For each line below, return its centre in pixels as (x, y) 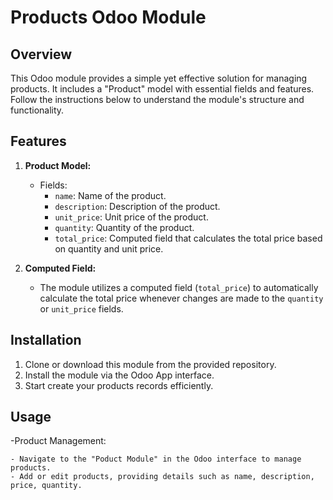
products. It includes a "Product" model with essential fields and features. (162, 89)
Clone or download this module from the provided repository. (150, 364)
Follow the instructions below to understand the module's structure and (157, 99)
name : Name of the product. (110, 195)
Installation (46, 340)
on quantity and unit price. (109, 248)
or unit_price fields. (81, 308)
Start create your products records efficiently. (119, 385)
